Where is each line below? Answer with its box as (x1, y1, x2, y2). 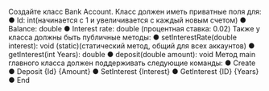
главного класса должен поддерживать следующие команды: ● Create (8, 58, 256, 68)
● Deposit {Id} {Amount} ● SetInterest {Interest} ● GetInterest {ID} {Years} (8, 67, 259, 76)
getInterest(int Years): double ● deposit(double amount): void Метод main (8, 50, 256, 59)
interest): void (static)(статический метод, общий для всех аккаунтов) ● (8, 41, 255, 51)
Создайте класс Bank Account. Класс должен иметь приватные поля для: (8, 7, 262, 16)
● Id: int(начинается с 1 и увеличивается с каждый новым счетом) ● (8, 15, 247, 25)
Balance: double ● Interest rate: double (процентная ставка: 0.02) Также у (8, 24, 260, 33)
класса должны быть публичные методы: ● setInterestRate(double (8, 32, 238, 42)
